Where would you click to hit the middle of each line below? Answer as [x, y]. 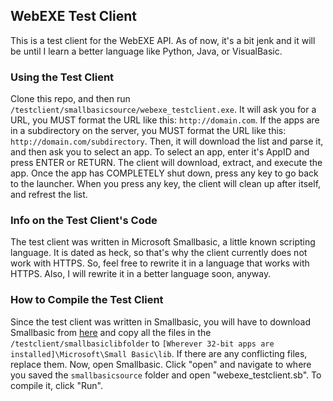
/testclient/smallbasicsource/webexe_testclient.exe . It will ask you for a [163, 110]
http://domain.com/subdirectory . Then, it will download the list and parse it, [167, 141]
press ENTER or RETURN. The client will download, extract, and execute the [166, 163]
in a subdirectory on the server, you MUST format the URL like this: [148, 131]
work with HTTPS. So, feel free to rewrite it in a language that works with [160, 263]
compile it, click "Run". [56, 385]
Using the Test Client [62, 77]
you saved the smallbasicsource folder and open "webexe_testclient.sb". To [166, 375]
